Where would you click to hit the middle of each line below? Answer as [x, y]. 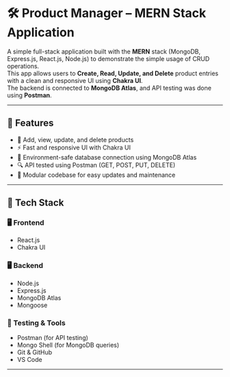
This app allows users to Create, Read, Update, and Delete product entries [113, 73]
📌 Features [30, 123]
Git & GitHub [35, 352]
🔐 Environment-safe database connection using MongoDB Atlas [107, 157]
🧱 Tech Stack [36, 203]
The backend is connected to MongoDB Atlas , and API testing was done [110, 88]
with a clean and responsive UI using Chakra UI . [75, 80]
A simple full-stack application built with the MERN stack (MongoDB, [104, 51]
